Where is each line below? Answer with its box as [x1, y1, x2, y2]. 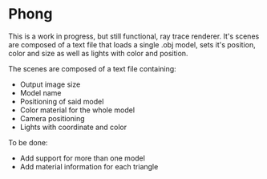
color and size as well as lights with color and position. [8, 48, 188, 58]
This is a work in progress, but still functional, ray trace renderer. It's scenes [8, 31, 260, 41]
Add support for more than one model [19, 153, 146, 163]
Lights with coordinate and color [19, 122, 127, 132]
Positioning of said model [19, 96, 104, 106]
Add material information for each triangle [19, 161, 159, 171]
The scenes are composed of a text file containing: [8, 63, 176, 73]
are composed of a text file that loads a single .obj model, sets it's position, [8, 39, 256, 49]
